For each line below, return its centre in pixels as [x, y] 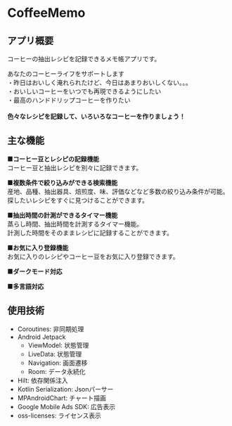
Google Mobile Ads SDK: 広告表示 [66, 406]
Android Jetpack [41, 337]
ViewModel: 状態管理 [58, 345]
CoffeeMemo [46, 13]
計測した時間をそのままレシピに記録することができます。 [90, 233]
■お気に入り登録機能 [38, 247]
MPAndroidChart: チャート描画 [62, 398]
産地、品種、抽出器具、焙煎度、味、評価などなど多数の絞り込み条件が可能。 [118, 191]
